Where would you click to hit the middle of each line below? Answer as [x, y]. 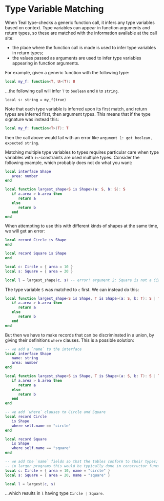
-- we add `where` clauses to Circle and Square [55, 412]
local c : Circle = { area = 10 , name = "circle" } [58, 470]
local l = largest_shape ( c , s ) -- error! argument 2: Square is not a [78, 280]
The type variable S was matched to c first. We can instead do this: [72, 290]
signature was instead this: [32, 119]
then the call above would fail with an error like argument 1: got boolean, [79, 137]
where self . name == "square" [41, 448]
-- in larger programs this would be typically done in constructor [76, 466]
